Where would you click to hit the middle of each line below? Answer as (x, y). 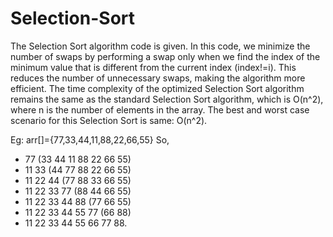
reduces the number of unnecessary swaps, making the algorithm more (158, 78)
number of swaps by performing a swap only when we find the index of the (165, 56)
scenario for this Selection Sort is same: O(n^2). (109, 120)
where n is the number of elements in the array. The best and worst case (160, 109)
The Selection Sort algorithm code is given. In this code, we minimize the (160, 46)
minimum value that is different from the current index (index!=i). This (153, 67)
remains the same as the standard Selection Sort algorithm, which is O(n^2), (167, 99)
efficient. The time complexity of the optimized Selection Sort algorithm (157, 88)
